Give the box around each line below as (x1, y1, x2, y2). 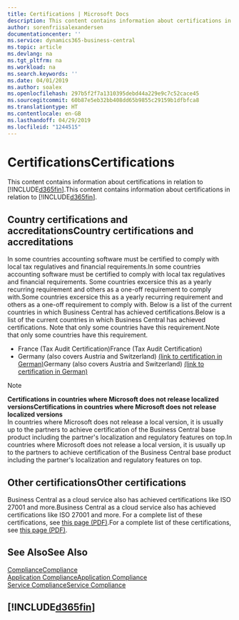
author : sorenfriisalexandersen (7, 24, 103, 31)
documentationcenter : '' (7, 30, 81, 38)
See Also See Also (7, 546, 88, 559)
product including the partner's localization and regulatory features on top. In (7, 433, 233, 441)
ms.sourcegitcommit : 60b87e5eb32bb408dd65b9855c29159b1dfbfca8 (7, 97, 200, 104)
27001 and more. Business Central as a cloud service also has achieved (7, 503, 216, 511)
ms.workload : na (7, 64, 56, 71)
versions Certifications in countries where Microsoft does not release (7, 403, 216, 411)
